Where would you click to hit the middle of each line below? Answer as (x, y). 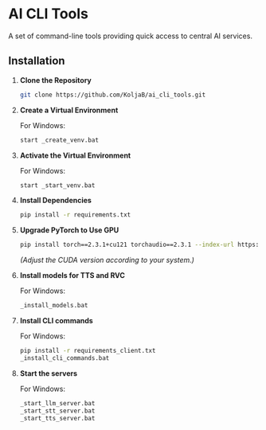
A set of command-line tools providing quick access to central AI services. (131, 36)
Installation (37, 61)
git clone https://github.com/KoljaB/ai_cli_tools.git (113, 95)
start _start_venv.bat (57, 185)
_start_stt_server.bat (57, 411)
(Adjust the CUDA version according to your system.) (107, 260)
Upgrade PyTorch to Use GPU (69, 230)
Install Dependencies (55, 201)
